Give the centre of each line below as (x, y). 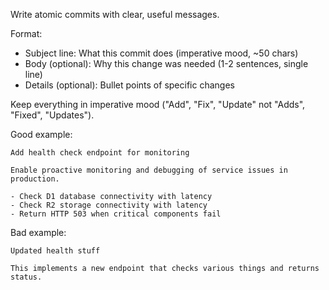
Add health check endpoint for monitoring (100, 153)
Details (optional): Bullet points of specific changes (129, 85)
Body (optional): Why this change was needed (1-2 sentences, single (166, 63)
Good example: (41, 134)
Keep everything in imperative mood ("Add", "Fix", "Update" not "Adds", (158, 104)
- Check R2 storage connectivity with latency (109, 205)
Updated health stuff (55, 251)
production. (35, 179)
